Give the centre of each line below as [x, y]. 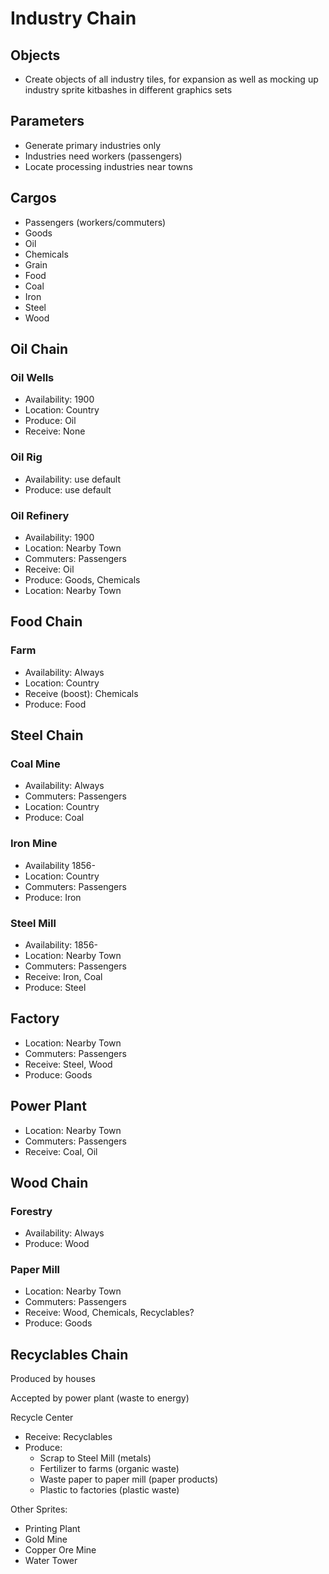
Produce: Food [55, 704]
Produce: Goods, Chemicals [82, 579]
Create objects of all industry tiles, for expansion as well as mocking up [171, 79]
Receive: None [55, 431]
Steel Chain [47, 735]
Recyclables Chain [69, 1354]
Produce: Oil [50, 421]
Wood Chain [49, 1182]
